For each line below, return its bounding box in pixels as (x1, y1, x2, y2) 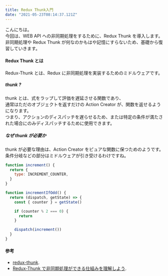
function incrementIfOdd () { (5, 191, 66, 196)
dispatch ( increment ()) (14, 227, 62, 232)
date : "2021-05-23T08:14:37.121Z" (5, 12, 78, 17)
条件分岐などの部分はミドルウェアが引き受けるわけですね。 (5, 152, 129, 158)
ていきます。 (14, 45, 40, 51)
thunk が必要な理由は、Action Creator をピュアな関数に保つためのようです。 (5, 146, 164, 152)
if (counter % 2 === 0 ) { (14, 209, 69, 214)
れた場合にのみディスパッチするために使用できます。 (5, 120, 115, 126)
